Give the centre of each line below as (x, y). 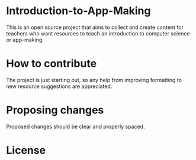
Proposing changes (55, 110)
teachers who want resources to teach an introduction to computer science (98, 33)
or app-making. (25, 40)
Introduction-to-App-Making (78, 11)
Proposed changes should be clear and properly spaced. (75, 126)
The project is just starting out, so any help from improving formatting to (94, 80)
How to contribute (52, 64)
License (26, 150)
